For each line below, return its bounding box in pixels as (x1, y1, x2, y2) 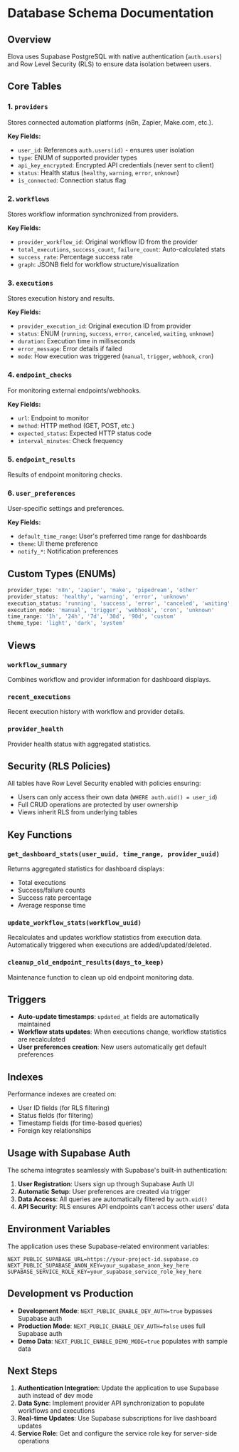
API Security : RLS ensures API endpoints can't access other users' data (17, 1203, 230, 1211)
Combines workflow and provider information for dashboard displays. (7, 675, 211, 683)
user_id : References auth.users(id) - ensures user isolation (17, 145, 195, 154)
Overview (7, 33, 52, 46)
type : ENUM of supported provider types (17, 153, 137, 162)
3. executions (7, 278, 53, 288)
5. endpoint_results (7, 454, 76, 464)
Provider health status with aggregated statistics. (7, 740, 152, 748)
